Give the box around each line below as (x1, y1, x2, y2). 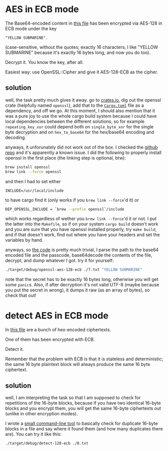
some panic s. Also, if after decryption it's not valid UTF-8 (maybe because (5, 282, 159, 288)
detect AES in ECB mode (5, 310, 109, 322)
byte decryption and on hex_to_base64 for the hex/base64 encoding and (5, 129, 154, 135)
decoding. (5, 134, 26, 140)
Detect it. (5, 346, 24, 352)
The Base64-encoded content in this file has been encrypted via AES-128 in (5, 20, 162, 26)
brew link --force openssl (5, 169, 62, 174)
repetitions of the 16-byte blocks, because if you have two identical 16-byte (5, 400, 161, 406)
